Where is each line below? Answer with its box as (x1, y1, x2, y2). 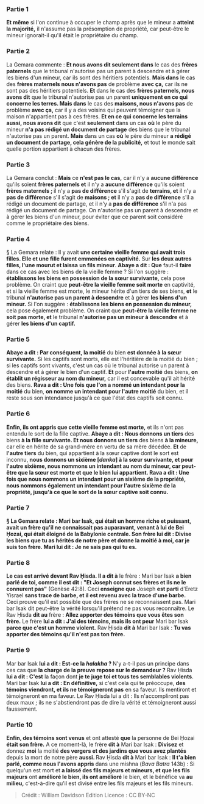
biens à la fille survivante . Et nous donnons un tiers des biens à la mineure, (6, 436, 199, 443)
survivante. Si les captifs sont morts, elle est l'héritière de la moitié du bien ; (6, 356, 198, 363)
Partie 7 (6, 503, 30, 512)
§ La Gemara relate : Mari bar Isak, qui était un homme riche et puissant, (6, 517, 192, 525)
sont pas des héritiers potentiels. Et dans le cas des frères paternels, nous (6, 87, 195, 94)
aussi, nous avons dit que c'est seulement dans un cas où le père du (6, 119, 181, 126)
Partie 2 (6, 47, 30, 56)
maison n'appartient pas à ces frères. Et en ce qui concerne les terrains (6, 112, 188, 120)
